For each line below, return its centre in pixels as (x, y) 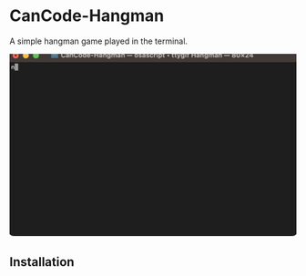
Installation (42, 262)
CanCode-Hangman (87, 16)
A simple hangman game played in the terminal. (99, 41)
